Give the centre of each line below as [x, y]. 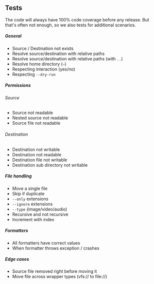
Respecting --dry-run [34, 74]
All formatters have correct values [46, 243]
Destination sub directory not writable [50, 165]
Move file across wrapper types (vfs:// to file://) [60, 277]
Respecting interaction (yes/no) [43, 69]
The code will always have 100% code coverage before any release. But [77, 19]
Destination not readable [37, 154]
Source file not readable [36, 123]
